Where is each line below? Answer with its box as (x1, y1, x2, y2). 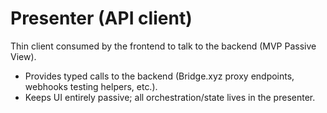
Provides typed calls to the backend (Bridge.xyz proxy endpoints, (24, 70, 295, 82)
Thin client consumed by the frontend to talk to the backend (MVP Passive (10, 40, 317, 52)
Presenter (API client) (10, 7, 193, 30)
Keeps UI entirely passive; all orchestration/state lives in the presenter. (24, 91, 316, 103)
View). (10, 50, 37, 62)
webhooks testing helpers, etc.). (24, 80, 158, 92)
